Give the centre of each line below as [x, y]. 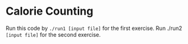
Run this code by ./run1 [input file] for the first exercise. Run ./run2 [94, 28]
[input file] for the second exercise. [53, 34]
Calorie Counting [50, 11]
